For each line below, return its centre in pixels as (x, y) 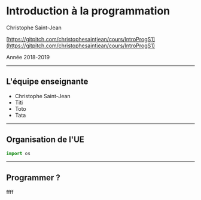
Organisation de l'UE (45, 140)
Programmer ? (33, 178)
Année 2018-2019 (28, 57)
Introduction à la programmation (88, 11)
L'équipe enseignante (47, 82)
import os (19, 153)
